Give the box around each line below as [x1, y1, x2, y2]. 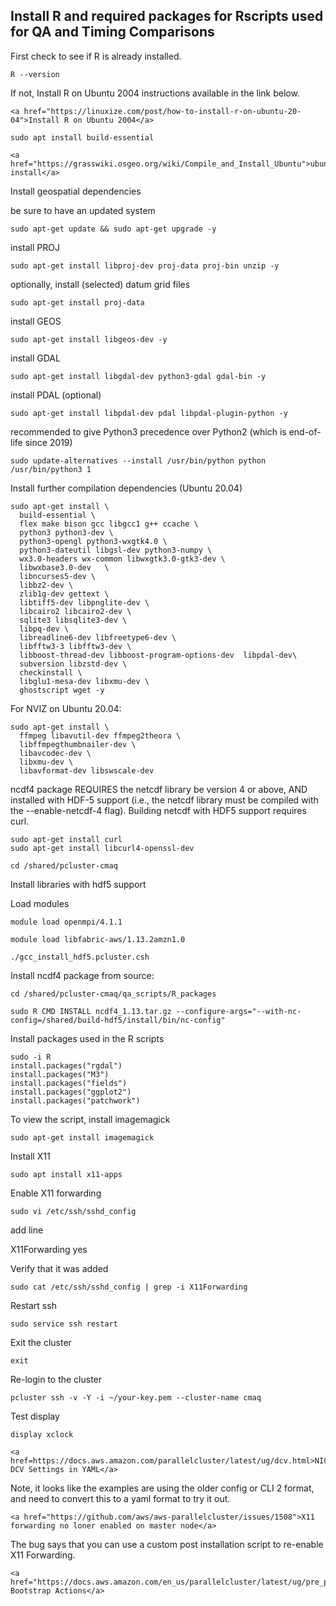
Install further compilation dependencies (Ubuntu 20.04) [10, 482, 243, 494]
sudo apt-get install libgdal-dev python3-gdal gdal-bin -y [10, 371, 267, 381]
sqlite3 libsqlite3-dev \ [19, 615, 128, 625]
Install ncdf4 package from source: [10, 969, 155, 981]
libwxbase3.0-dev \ [19, 562, 110, 573]
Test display [10, 1410, 60, 1422]
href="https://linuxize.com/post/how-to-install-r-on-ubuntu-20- [23, 106, 302, 116]
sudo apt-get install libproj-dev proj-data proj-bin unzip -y [10, 260, 280, 271]
